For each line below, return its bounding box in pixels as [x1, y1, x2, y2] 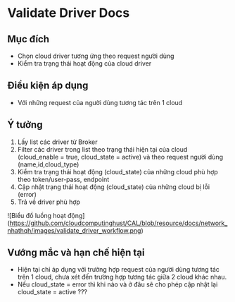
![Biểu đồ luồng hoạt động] [7, 211, 85, 219]
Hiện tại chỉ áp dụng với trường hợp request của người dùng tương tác [17, 265, 220, 274]
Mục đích [7, 33, 50, 45]
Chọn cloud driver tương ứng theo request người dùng [17, 52, 174, 60]
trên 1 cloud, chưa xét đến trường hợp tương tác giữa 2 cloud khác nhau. [17, 273, 227, 282]
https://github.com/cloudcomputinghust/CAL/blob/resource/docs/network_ [9, 219, 228, 227]
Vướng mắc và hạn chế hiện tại [7, 247, 145, 259]
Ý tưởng [7, 119, 43, 131]
